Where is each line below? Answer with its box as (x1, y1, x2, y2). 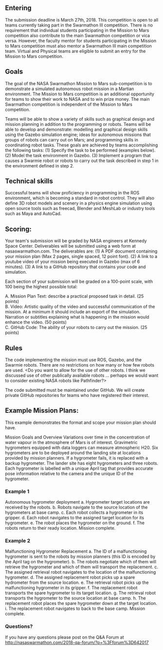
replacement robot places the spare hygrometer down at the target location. (5, 601, 157, 606)
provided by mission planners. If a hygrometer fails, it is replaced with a (5, 455, 148, 461)
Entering (5, 4, 32, 12)
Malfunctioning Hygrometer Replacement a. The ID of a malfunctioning (5, 548, 147, 555)
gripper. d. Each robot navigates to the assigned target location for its (5, 515, 145, 521)
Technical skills (5, 177, 54, 186)
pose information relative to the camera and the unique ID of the (5, 470, 134, 476)
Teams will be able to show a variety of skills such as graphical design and (5, 116, 155, 122)
